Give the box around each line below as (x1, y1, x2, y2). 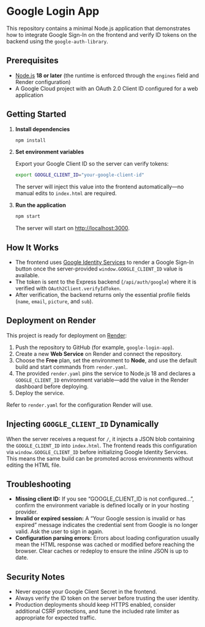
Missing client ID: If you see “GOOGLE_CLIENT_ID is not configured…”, (15, 495, 194, 502)
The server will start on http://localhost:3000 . (15, 225, 130, 232)
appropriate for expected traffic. (15, 614, 97, 621)
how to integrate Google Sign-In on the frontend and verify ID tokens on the (6, 31, 197, 38)
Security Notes (6, 572, 65, 582)
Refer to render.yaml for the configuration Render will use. (6, 401, 153, 409)
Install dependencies (15, 125, 70, 133)
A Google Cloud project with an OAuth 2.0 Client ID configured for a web (15, 85, 198, 92)
